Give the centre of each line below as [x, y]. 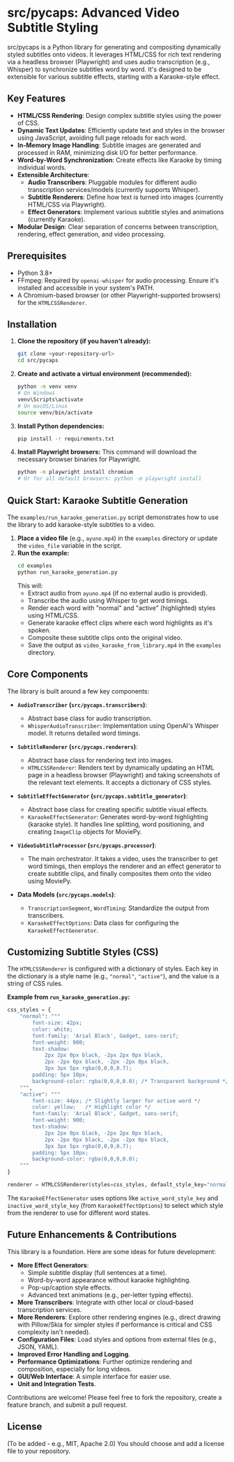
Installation [32, 324]
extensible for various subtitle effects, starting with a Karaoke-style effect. [114, 76]
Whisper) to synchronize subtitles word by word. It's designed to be [104, 69]
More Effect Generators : [53, 1265]
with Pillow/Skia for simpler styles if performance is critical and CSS [115, 1325]
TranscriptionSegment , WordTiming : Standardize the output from [118, 908]
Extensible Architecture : [53, 174]
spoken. [39, 630]
